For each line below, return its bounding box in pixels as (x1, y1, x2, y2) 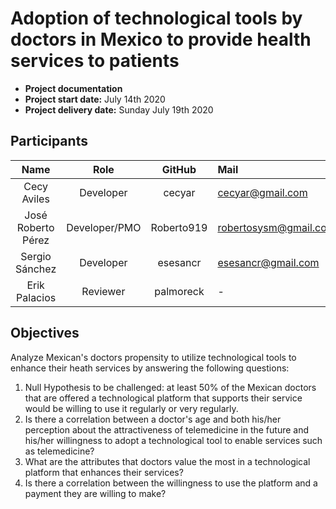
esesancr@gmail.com (217, 255, 320, 269)
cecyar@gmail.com (217, 185, 308, 199)
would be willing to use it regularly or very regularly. (24, 402, 239, 414)
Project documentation (24, 82, 123, 94)
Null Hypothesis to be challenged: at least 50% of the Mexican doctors (24, 381, 317, 393)
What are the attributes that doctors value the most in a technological (24, 455, 311, 467)
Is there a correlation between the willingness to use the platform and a (24, 477, 318, 489)
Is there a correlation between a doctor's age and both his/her (24, 413, 282, 425)
